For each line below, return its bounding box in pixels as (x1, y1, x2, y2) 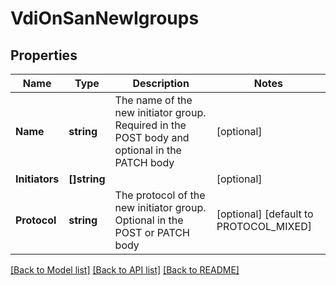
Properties (10, 47, 78, 64)
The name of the (114, 93, 193, 107)
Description (132, 77, 190, 90)
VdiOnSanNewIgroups (10, 7, 200, 30)
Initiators (15, 172, 60, 186)
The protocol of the (114, 188, 206, 202)
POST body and (114, 131, 190, 144)
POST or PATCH (114, 226, 190, 239)
